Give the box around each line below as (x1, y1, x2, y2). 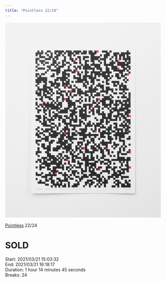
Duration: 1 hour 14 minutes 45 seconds (5, 267, 86, 273)
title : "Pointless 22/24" (5, 8, 58, 13)
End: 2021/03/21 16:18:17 (5, 261, 55, 267)
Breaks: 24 (5, 272, 27, 278)
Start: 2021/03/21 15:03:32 (5, 256, 59, 262)
